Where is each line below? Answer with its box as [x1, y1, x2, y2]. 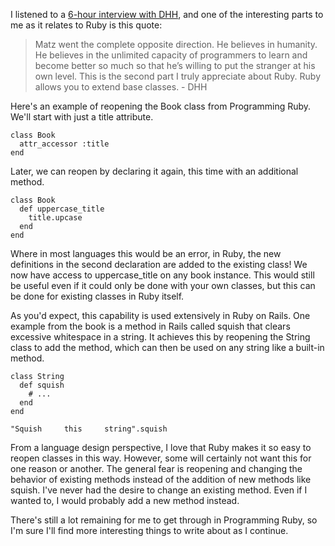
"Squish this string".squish [10, 424, 168, 434]
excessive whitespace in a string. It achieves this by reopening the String [10, 331, 311, 343]
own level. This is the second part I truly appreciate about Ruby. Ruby [34, 70, 321, 82]
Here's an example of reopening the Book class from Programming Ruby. [10, 100, 312, 112]
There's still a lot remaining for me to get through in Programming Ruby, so [10, 514, 318, 526]
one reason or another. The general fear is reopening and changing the [10, 463, 303, 474]
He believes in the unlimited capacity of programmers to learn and [34, 49, 308, 61]
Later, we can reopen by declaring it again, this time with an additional [10, 165, 299, 177]
